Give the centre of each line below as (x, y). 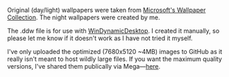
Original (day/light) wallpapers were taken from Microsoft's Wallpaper (107, 10)
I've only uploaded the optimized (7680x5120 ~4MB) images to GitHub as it (115, 52)
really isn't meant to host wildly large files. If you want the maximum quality (114, 59)
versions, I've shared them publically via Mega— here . (84, 66)
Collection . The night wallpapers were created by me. (84, 17)
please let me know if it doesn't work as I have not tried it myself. (100, 38)
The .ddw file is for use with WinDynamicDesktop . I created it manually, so (113, 31)
